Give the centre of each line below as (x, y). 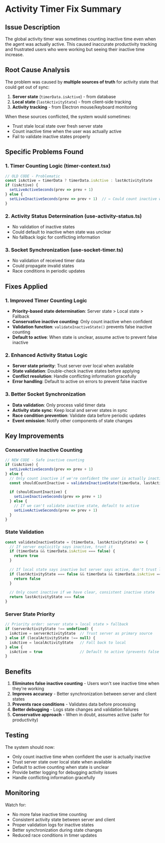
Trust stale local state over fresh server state (57, 126)
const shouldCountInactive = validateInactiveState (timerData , (75, 483)
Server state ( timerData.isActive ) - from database (64, 96)
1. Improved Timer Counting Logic (46, 300)
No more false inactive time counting (49, 814)
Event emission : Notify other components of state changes (72, 420)
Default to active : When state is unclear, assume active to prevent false (84, 337)
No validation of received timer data (48, 261)
